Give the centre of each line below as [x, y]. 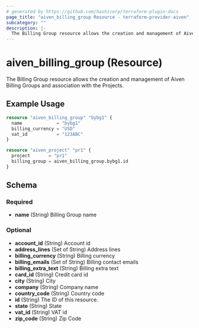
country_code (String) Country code [60, 293]
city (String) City [35, 281]
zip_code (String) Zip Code [48, 318]
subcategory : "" [26, 22]
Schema [22, 185]
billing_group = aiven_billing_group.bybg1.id [70, 161]
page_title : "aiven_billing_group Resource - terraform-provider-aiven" [98, 17]
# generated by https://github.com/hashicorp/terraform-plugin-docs [92, 12]
